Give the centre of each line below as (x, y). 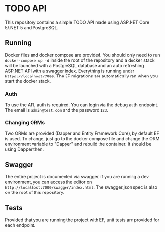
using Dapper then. (25, 149)
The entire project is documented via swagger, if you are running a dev (77, 177)
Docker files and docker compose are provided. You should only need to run (82, 55)
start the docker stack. (28, 81)
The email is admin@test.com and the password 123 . (57, 110)
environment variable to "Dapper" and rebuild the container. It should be (78, 144)
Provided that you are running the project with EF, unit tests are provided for (82, 220)
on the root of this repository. (35, 193)
